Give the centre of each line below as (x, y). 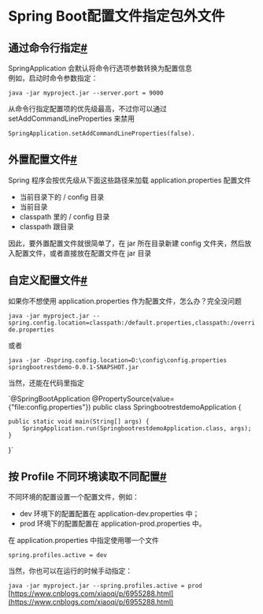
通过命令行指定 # (48, 48)
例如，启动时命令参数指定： (53, 78)
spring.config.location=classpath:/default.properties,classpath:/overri (132, 323)
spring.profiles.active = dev (58, 556)
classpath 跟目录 (47, 227)
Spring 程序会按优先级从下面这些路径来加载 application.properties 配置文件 (130, 180)
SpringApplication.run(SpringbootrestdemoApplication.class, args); (137, 428)
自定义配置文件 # (48, 281)
